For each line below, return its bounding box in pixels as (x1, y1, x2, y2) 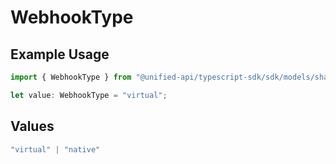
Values (10, 118, 55, 135)
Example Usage (10, 46, 110, 63)
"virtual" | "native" (10, 144, 101, 155)
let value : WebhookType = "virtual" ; (10, 90, 168, 100)
